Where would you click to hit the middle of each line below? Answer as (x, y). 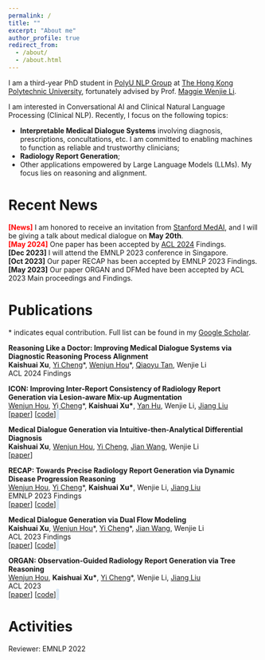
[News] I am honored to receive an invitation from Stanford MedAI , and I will (133, 227)
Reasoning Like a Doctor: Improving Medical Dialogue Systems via (120, 348)
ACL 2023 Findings (40, 536)
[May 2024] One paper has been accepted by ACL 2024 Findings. (117, 244)
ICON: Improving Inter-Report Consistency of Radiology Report (115, 388)
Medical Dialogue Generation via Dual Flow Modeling (97, 520)
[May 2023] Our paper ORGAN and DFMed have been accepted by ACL (127, 269)
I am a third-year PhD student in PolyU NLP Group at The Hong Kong (121, 82)
